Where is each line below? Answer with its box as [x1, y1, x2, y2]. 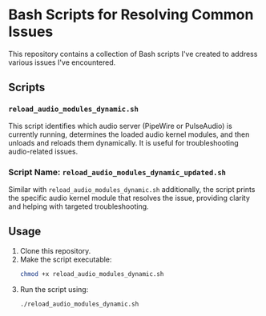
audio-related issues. [8, 146, 79, 156]
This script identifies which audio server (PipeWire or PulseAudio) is [8, 121, 232, 130]
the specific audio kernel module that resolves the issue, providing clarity [8, 193, 251, 202]
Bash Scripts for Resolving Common [8, 6, 254, 24]
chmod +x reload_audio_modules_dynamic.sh [19, 270, 164, 278]
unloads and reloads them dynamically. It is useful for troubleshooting [8, 138, 239, 147]
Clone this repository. [19, 246, 91, 255]
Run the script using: [19, 284, 89, 294]
